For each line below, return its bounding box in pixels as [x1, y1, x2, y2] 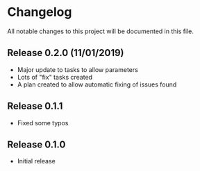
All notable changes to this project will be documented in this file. [7, 27, 194, 35]
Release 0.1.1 [7, 100, 63, 112]
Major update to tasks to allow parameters [17, 65, 139, 73]
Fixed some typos [17, 118, 69, 127]
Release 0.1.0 [7, 138, 66, 150]
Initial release [17, 157, 56, 165]
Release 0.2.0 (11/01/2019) [7, 47, 124, 59]
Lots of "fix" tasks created [17, 73, 92, 81]
